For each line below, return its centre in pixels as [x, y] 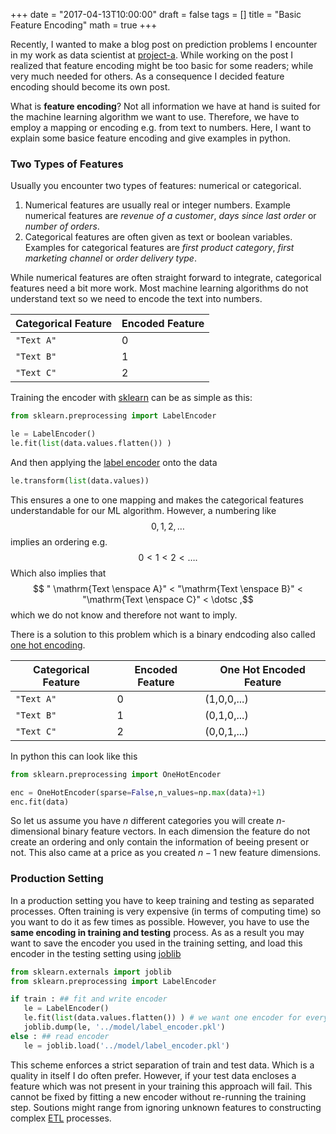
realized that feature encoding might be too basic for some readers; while [162, 65]
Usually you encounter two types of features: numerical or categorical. [156, 186]
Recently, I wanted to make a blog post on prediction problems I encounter [164, 44]
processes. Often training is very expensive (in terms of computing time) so [166, 911]
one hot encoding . [48, 645]
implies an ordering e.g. [59, 541]
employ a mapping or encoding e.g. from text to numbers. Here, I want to [161, 127]
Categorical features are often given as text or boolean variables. [158, 237]
